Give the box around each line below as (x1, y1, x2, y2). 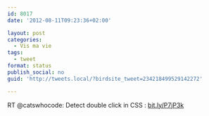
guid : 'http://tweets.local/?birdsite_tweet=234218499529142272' (7, 75, 203, 82)
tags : (7, 49, 23, 56)
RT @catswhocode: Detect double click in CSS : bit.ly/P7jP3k (7, 101, 184, 109)
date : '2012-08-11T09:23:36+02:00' (7, 17, 112, 24)
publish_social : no (7, 68, 65, 76)
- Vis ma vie (13, 43, 52, 50)
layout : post (7, 30, 46, 37)
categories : (7, 36, 42, 43)
